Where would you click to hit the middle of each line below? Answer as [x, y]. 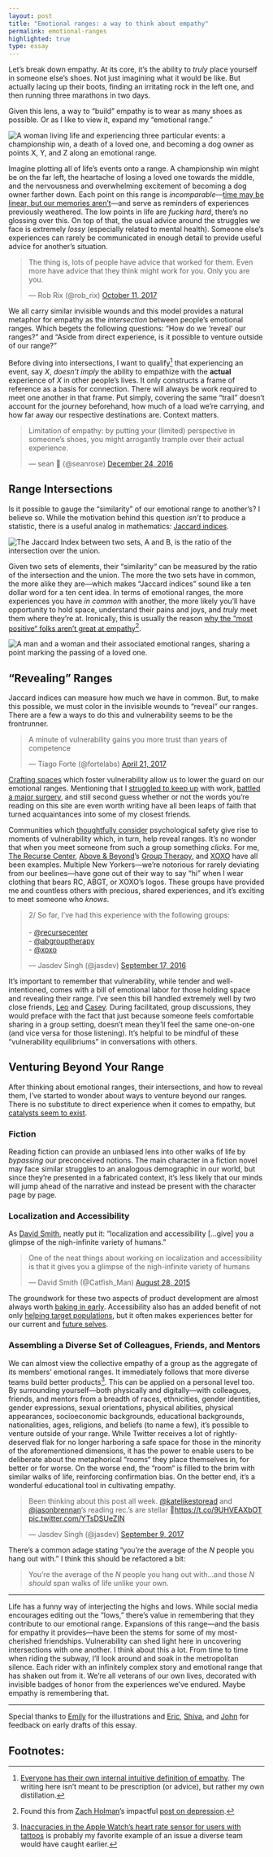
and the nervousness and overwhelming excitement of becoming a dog [128, 186]
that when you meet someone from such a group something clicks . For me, [134, 847]
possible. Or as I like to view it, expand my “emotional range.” [111, 120]
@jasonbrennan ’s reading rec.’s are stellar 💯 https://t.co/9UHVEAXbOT [145, 1510]
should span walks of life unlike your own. [98, 1583]
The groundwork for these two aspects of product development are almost [133, 1299]
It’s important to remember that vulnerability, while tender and [112, 981]
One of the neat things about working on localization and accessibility [145, 1258]
